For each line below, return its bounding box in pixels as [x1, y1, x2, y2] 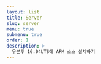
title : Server [6, 15, 43, 21]
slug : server [6, 20, 40, 26]
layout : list [6, 9, 40, 15]
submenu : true [6, 32, 43, 38]
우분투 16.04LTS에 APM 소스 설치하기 [12, 49, 95, 55]
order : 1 [6, 37, 29, 43]
